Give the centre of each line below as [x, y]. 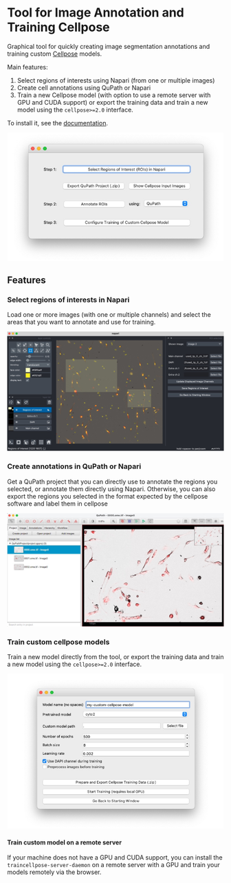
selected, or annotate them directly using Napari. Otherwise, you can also [111, 489]
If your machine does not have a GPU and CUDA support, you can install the [115, 858]
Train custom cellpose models [58, 642]
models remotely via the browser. [54, 872]
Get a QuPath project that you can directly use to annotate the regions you [112, 481]
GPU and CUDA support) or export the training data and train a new [112, 102]
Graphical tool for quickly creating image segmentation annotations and [109, 46]
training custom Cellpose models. [55, 54]
